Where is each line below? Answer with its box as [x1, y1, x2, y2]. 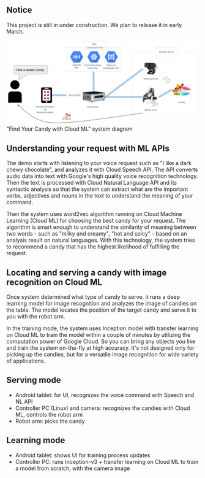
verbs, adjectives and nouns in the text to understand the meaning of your [6, 192, 193, 199]
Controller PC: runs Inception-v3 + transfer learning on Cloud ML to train [15, 458, 199, 465]
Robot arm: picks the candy [15, 417, 85, 425]
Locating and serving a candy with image [6, 267, 167, 278]
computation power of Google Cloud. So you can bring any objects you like [6, 337, 196, 345]
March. [6, 28, 24, 35]
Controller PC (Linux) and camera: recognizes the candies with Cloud [15, 404, 190, 412]
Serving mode [6, 375, 61, 385]
